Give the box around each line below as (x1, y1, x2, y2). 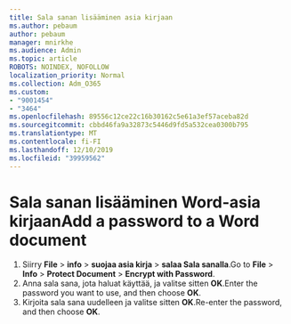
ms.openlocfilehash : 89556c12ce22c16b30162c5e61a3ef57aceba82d (9, 112, 249, 121)
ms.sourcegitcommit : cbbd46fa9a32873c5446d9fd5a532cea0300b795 (9, 121, 249, 130)
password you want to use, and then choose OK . (21, 288, 202, 298)
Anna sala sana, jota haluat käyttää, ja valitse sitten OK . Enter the (21, 278, 258, 289)
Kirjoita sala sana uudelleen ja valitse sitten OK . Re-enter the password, (21, 297, 283, 308)
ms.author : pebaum (9, 21, 77, 30)
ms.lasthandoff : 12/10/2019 (9, 145, 114, 154)
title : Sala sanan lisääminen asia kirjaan (9, 12, 174, 22)
